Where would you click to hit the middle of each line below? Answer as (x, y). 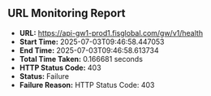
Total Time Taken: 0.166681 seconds (81, 59)
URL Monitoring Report (67, 13)
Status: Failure (44, 76)
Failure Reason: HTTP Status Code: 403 (87, 85)
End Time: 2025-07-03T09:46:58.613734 (89, 50)
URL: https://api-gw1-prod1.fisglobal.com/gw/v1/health (111, 33)
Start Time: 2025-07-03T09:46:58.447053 (92, 41)
